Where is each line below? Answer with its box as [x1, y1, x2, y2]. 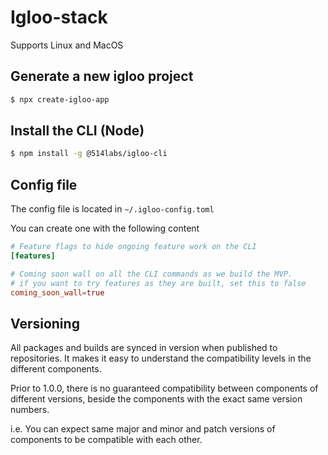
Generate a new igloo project [10, 68, 194, 85]
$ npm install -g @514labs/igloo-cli [10, 149, 168, 159]
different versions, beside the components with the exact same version [10, 393, 303, 405]
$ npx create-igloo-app [10, 94, 110, 105]
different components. [10, 363, 102, 375]
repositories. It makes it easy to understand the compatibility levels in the [10, 352, 312, 365]
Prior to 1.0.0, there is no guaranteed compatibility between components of [10, 382, 319, 395]
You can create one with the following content [10, 222, 200, 235]
